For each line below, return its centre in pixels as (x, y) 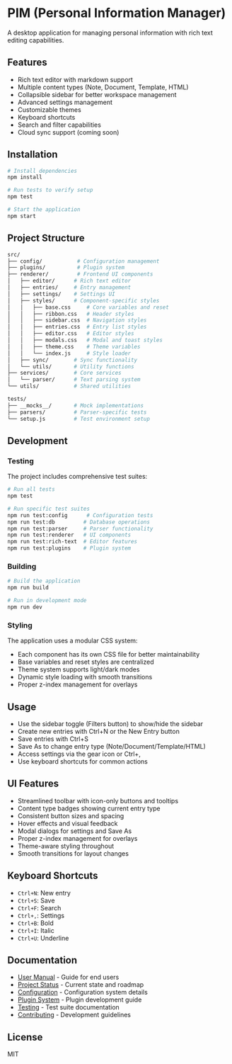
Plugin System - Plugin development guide (80, 1000)
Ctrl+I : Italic (36, 930)
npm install (25, 177)
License (25, 1037)
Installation (33, 155)
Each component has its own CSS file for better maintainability (109, 655)
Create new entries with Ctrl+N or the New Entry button (99, 731)
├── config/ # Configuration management (83, 261)
